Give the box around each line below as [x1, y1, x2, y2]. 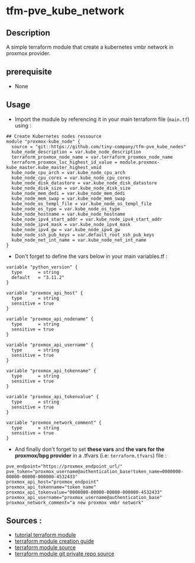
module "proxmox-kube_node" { [6, 138, 81, 145]
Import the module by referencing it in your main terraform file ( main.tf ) [14, 116, 190, 123]
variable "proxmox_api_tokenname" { [6, 367, 96, 374]
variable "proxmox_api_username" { [6, 342, 94, 348]
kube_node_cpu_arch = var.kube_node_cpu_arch [11, 169, 126, 175]
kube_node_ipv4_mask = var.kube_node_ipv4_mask [11, 221, 131, 228]
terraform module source [14, 544, 76, 551]
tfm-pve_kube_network [6, 4, 125, 18]
